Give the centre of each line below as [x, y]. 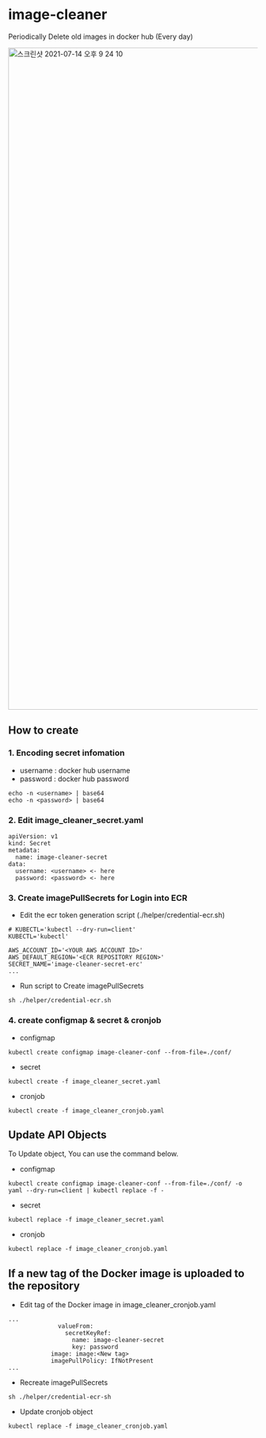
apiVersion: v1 [33, 836]
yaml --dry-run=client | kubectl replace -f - [86, 1191]
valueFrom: [76, 1326]
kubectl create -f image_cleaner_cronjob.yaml [86, 1111]
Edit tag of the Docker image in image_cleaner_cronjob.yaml [118, 1305]
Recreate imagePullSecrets [64, 1383]
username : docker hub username [75, 770]
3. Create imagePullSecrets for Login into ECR [98, 898]
